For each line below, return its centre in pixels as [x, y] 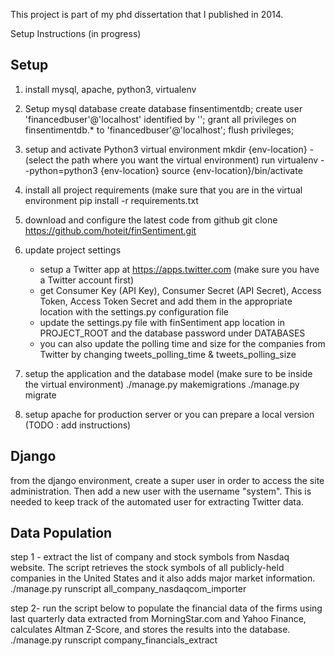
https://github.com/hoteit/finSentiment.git [110, 230]
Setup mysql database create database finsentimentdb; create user [163, 108]
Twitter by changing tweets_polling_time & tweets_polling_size [168, 354]
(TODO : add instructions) [78, 425]
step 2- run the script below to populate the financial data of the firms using [166, 608]
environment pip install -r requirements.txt [111, 200]
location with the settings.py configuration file [134, 311]
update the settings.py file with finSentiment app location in [162, 322]
